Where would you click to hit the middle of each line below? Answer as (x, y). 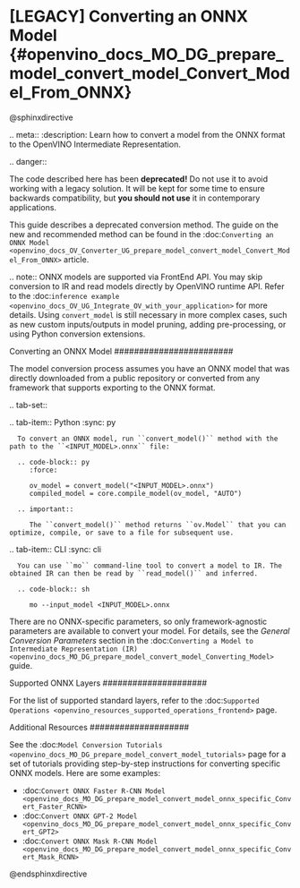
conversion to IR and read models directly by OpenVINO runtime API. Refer (147, 286)
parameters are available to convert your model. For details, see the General (150, 631)
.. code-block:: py (54, 462)
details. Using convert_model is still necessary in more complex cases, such (149, 314)
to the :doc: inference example (64, 295)
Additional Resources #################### (99, 727)
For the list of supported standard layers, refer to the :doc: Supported (134, 700)
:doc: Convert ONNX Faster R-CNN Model (94, 790)
